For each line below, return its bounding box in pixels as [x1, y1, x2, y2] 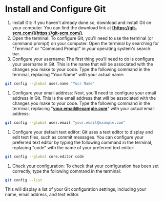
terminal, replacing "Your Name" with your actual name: [12, 71, 124, 77]
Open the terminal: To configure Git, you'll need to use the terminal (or [12, 35, 154, 41]
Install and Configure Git [5, 3, 106, 15]
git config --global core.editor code [5, 154, 84, 159]
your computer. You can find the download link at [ [12, 24, 114, 30]
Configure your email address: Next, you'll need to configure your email [12, 90, 156, 96]
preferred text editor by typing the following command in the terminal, [12, 139, 153, 145]
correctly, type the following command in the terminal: [12, 168, 121, 174]
